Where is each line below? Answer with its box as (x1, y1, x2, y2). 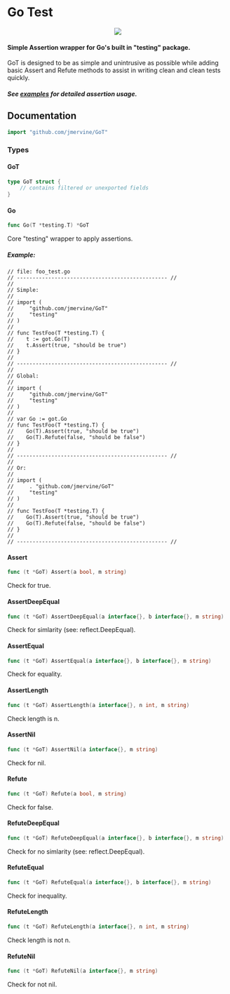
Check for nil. (7, 758, 46, 767)
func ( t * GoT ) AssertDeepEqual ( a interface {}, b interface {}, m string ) (7, 613, 224, 620)
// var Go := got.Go (7, 415, 68, 423)
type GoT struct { (7, 178, 61, 185)
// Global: (7, 372, 39, 380)
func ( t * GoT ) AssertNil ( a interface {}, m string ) (7, 746, 158, 753)
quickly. (7, 74, 30, 82)
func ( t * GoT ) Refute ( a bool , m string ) (7, 790, 128, 797)
